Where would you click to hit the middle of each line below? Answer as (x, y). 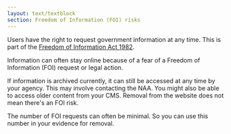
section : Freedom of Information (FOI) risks (74, 20)
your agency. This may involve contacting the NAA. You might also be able (113, 88)
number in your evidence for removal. (61, 123)
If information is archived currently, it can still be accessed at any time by (111, 80)
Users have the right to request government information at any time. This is (114, 39)
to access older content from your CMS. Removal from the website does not (115, 95)
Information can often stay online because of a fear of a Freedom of (104, 60)
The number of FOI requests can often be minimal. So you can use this (108, 116)
